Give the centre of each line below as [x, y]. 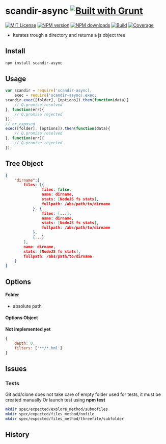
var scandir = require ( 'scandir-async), [49, 91]
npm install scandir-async [34, 63]
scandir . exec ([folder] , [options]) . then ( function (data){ [67, 100]
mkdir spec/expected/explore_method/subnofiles [57, 409]
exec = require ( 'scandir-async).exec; [56, 95]
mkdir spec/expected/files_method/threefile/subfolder [65, 419]
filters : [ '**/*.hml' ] [38, 348]
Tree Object [24, 164]
